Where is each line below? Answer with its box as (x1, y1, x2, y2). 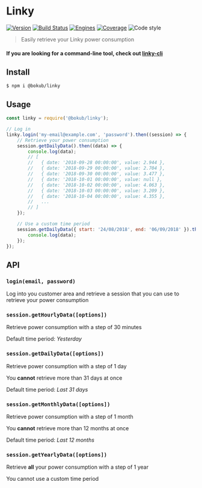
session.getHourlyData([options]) (6, 312, 107, 318)
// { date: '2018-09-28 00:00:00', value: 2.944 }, (28, 159, 165, 166)
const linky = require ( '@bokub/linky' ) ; (6, 116, 109, 122)
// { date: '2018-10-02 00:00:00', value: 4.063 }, (28, 182, 165, 188)
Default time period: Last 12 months (6, 436, 95, 443)
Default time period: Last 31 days (6, 386, 88, 393)
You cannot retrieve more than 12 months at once (6, 424, 129, 431)
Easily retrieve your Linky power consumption (20, 36, 134, 43)
